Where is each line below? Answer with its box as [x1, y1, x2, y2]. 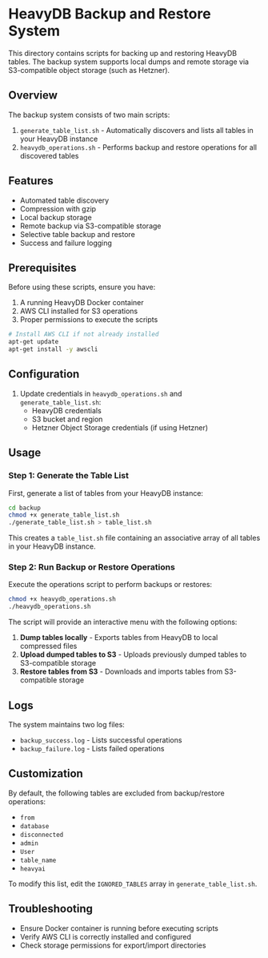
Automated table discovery [19, 195, 110, 205]
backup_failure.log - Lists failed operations [19, 743, 166, 753]
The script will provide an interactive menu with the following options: [8, 618, 238, 627]
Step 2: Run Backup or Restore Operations [8, 562, 176, 573]
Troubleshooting [8, 902, 94, 916]
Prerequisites [8, 261, 77, 275]
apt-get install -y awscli [8, 345, 98, 353]
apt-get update [8, 338, 59, 346]
